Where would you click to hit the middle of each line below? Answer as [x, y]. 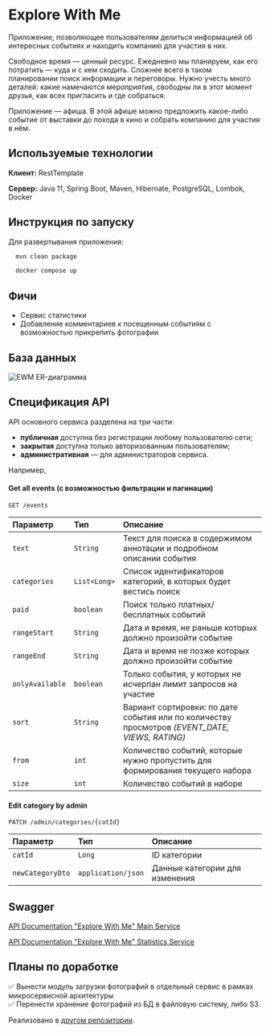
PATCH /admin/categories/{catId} [64, 822]
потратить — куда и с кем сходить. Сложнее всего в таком [110, 69]
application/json [111, 873]
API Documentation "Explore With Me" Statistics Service [102, 941]
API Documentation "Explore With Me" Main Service [94, 926]
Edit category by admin [48, 805]
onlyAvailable [39, 684]
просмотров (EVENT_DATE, [176, 727]
